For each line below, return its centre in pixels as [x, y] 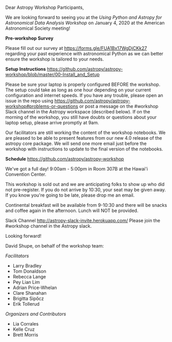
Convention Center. [26, 174]
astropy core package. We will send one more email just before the [76, 144]
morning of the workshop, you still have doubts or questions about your [81, 117]
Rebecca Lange [29, 277]
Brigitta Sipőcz [28, 298]
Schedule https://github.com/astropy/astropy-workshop [65, 159]
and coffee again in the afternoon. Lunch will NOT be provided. [72, 211]
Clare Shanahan [30, 293]
